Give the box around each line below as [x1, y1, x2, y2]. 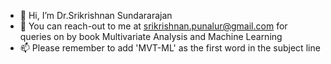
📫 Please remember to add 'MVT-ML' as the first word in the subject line [19, 42, 321, 54]
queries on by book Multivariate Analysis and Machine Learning [19, 31, 283, 42]
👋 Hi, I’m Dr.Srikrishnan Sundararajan [19, 10, 173, 21]
